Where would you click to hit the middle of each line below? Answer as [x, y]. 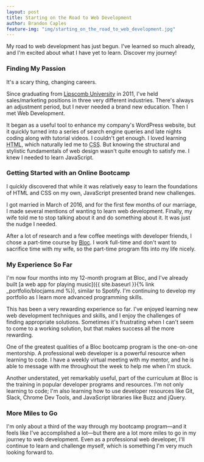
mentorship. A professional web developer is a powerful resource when [96, 354]
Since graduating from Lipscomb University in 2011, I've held [82, 94]
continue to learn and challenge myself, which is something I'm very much [100, 446]
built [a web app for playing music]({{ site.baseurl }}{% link [80, 285]
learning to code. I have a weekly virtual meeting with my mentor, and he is [100, 360]
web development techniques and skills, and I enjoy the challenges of [93, 316]
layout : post [23, 12]
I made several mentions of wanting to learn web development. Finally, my [100, 211]
